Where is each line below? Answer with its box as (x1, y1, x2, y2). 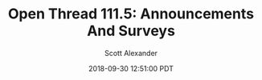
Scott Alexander (104, 48, 158, 58)
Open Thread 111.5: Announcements (7, 5, 255, 23)
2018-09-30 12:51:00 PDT (88, 63, 174, 73)
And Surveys (87, 22, 175, 40)
